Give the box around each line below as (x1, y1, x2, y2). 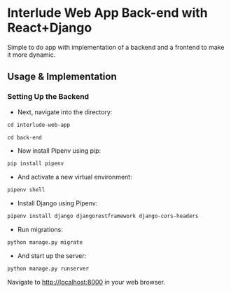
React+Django (7, 20, 92, 36)
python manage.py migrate (7, 239, 83, 246)
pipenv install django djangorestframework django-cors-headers (7, 212, 199, 220)
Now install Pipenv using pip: (17, 146, 101, 155)
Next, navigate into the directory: (17, 107, 113, 116)
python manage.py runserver (7, 265, 90, 272)
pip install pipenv (7, 160, 64, 168)
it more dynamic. (7, 50, 56, 59)
